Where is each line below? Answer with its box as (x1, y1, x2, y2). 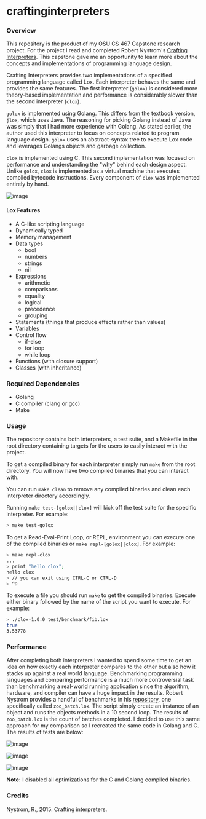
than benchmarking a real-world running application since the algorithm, (6, 682, 190, 690)
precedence (24, 305, 55, 312)
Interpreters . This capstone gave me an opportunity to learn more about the (6, 53, 198, 61)
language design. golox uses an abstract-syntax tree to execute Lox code (6, 136, 192, 143)
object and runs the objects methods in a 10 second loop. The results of (6, 709, 189, 716)
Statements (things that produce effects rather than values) (15, 318, 166, 325)
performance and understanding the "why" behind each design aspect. (6, 161, 188, 168)
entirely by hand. (6, 180, 49, 188)
